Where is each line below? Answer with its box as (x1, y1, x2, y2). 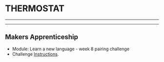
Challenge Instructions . (12, 51, 59, 57)
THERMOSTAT (5, 3, 65, 14)
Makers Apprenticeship (5, 33, 79, 41)
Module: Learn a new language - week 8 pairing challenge (12, 46, 130, 52)
